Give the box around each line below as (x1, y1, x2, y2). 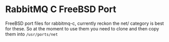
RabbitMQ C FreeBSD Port (5, 4, 116, 15)
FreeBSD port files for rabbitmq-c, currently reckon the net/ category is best (5, 20, 164, 26)
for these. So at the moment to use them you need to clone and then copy (5, 25, 159, 31)
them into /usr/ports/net (5, 31, 58, 37)
